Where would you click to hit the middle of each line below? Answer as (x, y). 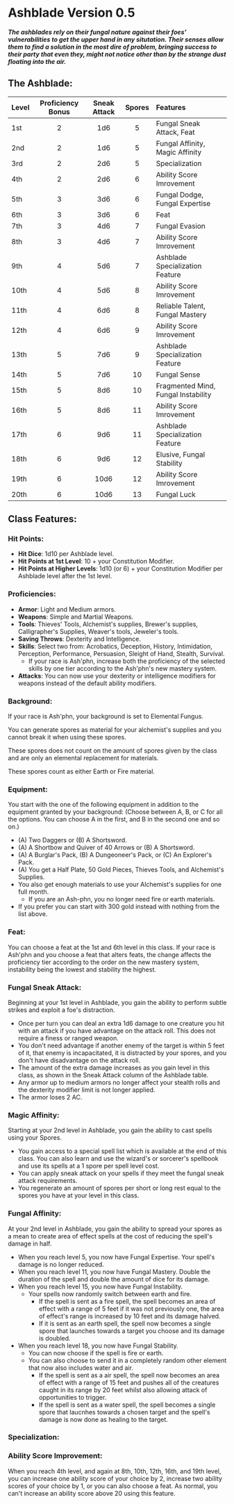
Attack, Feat (175, 132)
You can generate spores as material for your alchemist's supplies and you (115, 730)
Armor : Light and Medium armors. (67, 609)
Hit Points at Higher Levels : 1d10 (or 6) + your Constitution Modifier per (120, 569)
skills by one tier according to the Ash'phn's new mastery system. (123, 668)
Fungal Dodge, (180, 195)
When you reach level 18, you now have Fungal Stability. (98, 1346)
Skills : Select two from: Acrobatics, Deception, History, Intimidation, (115, 646)
